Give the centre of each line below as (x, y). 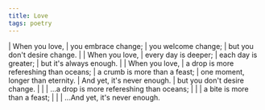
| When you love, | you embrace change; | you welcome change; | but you (131, 46)
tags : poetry (30, 23)
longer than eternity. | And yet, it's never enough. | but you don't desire (126, 80)
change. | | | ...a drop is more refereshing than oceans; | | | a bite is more (128, 88)
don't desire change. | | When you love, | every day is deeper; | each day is (133, 55)
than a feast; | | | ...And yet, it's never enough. (85, 97)
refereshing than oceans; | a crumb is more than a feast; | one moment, (126, 71)
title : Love (28, 16)
